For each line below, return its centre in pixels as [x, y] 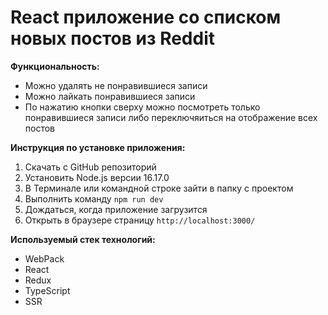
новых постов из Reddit [113, 38]
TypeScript [47, 290]
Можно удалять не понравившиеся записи [116, 85]
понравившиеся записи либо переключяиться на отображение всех [171, 117]
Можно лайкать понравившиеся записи [110, 96]
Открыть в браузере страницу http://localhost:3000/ [140, 220]
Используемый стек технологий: [83, 239]
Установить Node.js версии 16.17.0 [97, 177]
